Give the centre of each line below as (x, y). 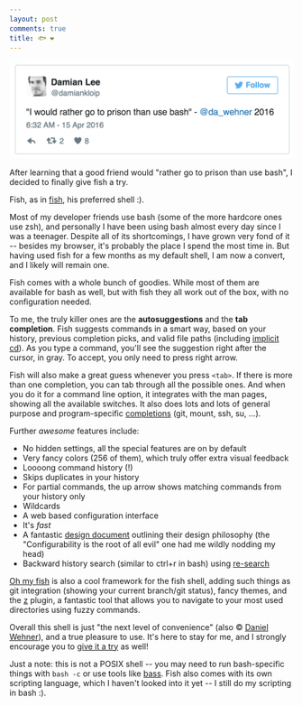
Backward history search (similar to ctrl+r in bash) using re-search (146, 563)
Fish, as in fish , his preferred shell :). (77, 200)
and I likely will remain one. (59, 265)
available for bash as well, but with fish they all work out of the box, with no (149, 292)
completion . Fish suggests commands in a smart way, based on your (138, 329)
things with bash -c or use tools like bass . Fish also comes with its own (141, 673)
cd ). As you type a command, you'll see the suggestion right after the (138, 348)
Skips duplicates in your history (81, 477)
